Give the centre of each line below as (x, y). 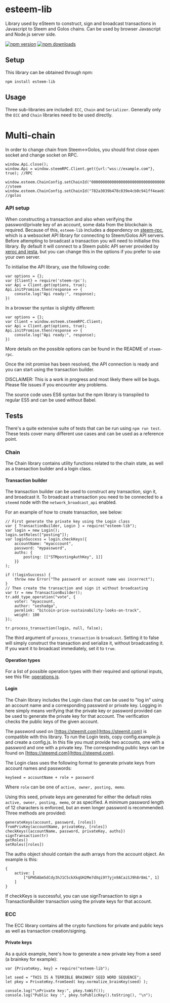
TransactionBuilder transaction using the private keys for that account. (79, 901)
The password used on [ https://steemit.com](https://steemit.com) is (76, 731)
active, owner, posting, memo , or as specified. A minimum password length (85, 802)
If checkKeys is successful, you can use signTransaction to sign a (74, 896)
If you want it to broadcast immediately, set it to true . (60, 649)
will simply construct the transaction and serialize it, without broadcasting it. (84, 643)
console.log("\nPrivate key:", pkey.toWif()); (55, 991)
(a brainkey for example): (31, 959)
